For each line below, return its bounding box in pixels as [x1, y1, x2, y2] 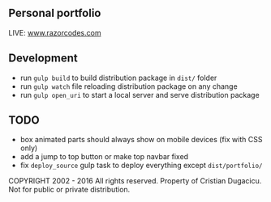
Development [8, 52, 79, 65]
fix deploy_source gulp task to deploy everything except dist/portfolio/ [19, 161, 263, 170]
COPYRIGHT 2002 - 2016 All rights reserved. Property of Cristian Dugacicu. [8, 176, 262, 186]
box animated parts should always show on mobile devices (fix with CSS [19, 135, 263, 145]
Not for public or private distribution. [8, 185, 131, 195]
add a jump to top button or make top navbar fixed [19, 152, 189, 162]
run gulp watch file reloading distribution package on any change [19, 81, 238, 91]
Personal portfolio [8, 6, 101, 20]
